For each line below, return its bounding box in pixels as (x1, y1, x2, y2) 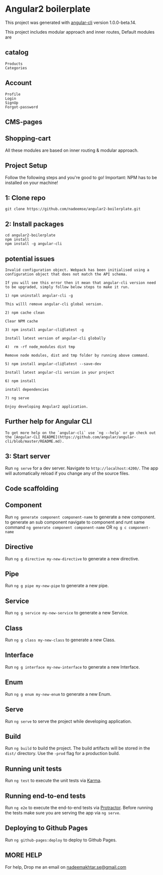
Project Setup (5, 162, 48, 170)
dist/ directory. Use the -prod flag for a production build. (5, 751, 120, 756)
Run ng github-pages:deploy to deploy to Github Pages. (5, 837, 117, 843)
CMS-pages (5, 118, 42, 126)
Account (5, 79, 32, 87)
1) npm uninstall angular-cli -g (5, 293, 73, 298)
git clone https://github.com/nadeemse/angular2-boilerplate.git (5, 206, 141, 212)
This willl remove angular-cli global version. (5, 302, 104, 307)
